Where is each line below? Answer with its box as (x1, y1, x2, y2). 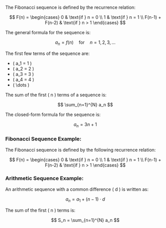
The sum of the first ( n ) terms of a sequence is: (5, 92, 107, 98)
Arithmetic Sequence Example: (5, 175, 84, 182)
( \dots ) (12, 81, 29, 88)
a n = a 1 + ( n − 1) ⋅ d (65, 196, 106, 203)
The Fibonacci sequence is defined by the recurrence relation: (5, 5, 136, 10)
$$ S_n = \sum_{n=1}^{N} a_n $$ (51, 217, 120, 223)
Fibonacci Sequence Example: (5, 135, 82, 142)
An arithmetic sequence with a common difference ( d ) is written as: (5, 186, 149, 192)
